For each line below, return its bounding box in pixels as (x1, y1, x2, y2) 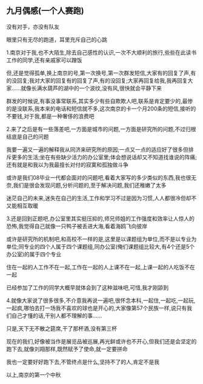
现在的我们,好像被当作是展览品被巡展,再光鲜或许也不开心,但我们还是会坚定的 (6, 337, 197, 345)
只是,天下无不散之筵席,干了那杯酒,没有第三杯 (6, 325, 118, 332)
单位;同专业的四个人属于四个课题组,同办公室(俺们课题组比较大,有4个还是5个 (6, 243, 195, 250)
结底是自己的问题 (6, 133, 49, 140)
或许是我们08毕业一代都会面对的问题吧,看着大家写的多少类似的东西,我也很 (6, 173, 191, 181)
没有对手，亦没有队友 (6, 23, 59, 30)
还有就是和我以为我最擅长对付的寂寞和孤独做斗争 (6, 161, 128, 168)
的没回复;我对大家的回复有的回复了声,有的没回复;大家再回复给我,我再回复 (6, 76, 188, 84)
